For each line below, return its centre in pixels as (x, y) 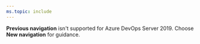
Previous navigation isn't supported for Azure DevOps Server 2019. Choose (100, 28)
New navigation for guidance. (43, 34)
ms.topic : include (29, 11)
